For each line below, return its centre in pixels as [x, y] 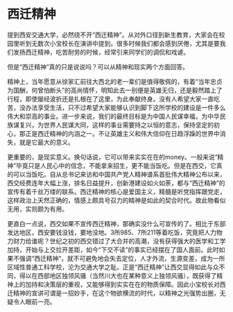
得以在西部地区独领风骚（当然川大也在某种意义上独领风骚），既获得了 [118, 275]
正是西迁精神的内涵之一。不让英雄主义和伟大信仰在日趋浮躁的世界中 [122, 133]
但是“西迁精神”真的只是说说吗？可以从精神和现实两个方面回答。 [98, 67]
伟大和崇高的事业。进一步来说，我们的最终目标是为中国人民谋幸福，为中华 [113, 116]
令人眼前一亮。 [34, 302]
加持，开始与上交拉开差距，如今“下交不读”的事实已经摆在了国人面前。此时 [113, 250]
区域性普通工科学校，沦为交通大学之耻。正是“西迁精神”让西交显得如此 [107, 267]
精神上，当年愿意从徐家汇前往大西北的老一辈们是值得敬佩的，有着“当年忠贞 [115, 81]
